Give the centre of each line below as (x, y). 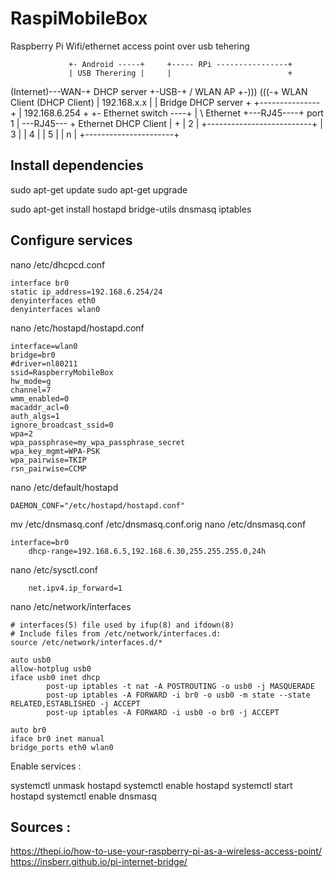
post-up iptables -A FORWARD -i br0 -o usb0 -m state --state (178, 695)
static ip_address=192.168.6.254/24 (86, 292)
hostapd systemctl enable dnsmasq (83, 796)
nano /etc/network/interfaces (71, 606)
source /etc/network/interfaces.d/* (86, 642)
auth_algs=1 (35, 416)
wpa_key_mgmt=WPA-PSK (55, 451)
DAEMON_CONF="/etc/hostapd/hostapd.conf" (98, 505)
